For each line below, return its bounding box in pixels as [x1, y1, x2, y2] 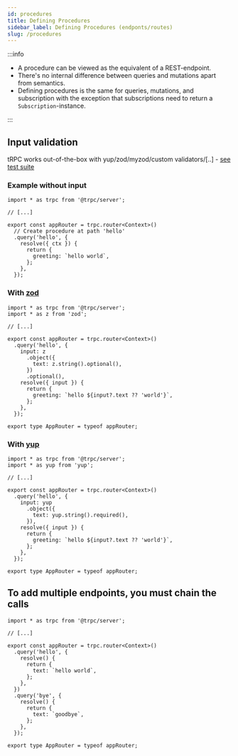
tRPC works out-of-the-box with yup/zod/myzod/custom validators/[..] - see [7, 155, 231, 164]
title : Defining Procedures [7, 17, 91, 24]
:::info [7, 50, 24, 58]
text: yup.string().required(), [33, 511, 129, 519]
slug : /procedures [7, 30, 62, 38]
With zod [7, 288, 39, 298]
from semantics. [17, 79, 65, 88]
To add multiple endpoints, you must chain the [7, 587, 217, 599]
